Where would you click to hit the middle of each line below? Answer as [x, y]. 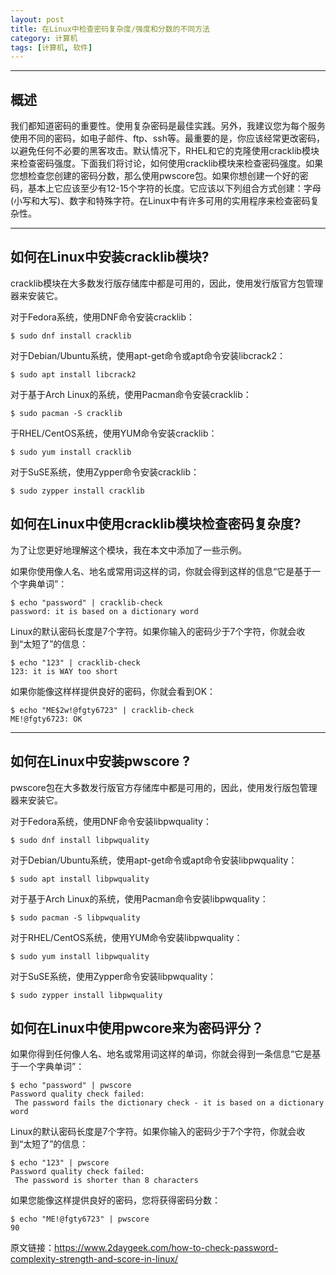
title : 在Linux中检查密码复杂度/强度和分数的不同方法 [110, 29]
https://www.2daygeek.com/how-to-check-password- [166, 1248]
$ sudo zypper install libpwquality [86, 995]
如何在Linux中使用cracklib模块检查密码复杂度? [156, 524]
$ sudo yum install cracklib [71, 452]
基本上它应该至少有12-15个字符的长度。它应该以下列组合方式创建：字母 [174, 188]
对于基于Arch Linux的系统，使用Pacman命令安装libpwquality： [139, 898]
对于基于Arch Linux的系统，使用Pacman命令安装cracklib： [131, 394]
